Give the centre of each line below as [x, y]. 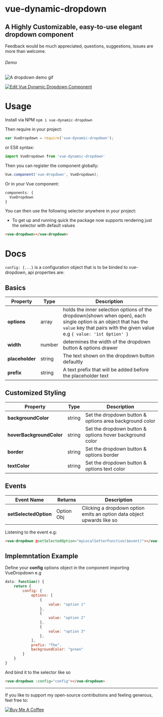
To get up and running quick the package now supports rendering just [82, 220]
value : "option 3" [67, 631]
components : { [19, 193]
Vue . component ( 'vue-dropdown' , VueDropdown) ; [52, 174]
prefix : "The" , [46, 645]
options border [102, 455]
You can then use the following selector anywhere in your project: [71, 211]
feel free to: [16, 700]
